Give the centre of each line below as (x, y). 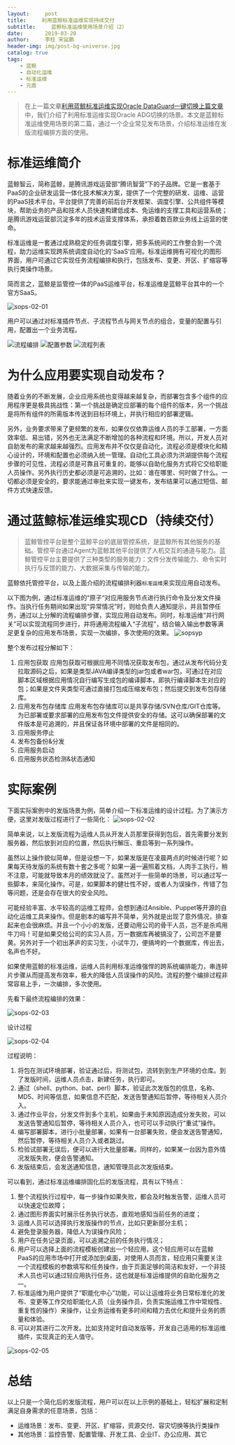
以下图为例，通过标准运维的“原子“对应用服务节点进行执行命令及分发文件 (111, 598)
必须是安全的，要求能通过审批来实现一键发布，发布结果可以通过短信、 (120, 481)
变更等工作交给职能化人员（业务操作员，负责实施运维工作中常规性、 (128, 1301)
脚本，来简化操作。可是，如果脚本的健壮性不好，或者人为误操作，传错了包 (120, 884)
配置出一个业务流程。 (50, 330)
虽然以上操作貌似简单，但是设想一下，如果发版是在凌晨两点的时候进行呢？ (114, 858)
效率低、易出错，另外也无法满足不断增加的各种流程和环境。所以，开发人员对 (117, 438)
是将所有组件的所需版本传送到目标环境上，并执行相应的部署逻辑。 (102, 414)
